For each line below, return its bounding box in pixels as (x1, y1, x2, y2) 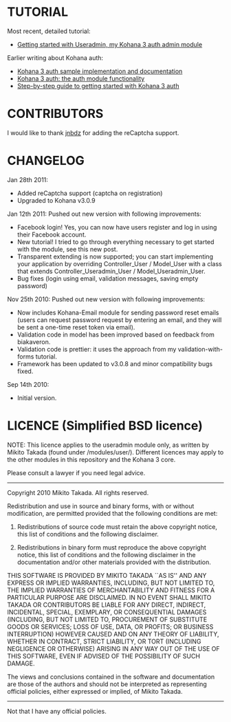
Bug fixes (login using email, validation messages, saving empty (16, 274, 199, 283)
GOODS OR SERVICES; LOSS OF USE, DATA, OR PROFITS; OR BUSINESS (7, 622, 214, 631)
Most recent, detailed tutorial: (7, 27, 91, 35)
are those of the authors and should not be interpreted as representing (7, 680, 208, 688)
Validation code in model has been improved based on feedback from (16, 330, 214, 339)
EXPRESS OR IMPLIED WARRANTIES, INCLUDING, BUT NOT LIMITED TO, (7, 579, 215, 587)
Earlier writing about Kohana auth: (7, 53, 104, 62)
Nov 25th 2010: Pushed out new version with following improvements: (7, 294, 205, 303)
